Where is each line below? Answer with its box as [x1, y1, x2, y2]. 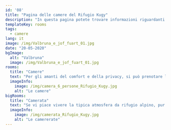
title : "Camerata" [10, 98, 49, 103]
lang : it [5, 36, 24, 41]
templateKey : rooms [5, 21, 47, 27]
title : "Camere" [10, 70, 44, 75]
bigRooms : [5, 93, 26, 98]
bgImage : [5, 50, 24, 55]
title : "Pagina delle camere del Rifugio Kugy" [5, 12, 108, 17]
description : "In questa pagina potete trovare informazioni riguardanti [5, 17, 165, 22]
